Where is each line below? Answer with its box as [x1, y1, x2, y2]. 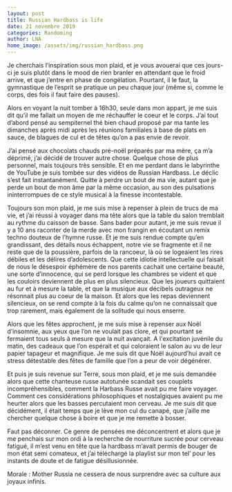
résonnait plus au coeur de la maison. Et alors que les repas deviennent [7, 292, 211, 300]
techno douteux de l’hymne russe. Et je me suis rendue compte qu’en [7, 233, 204, 242]
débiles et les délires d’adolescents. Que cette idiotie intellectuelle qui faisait [7, 255, 224, 263]
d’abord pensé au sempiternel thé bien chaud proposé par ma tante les [7, 119, 209, 126]
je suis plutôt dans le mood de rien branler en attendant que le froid [13, 68, 206, 77]
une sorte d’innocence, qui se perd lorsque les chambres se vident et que [7, 270, 217, 278]
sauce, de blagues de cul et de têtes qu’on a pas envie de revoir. [7, 133, 191, 141]
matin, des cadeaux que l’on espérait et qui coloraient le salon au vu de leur [7, 342, 222, 350]
